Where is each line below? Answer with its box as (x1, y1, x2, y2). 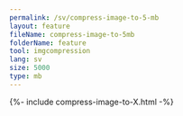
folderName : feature (9, 38, 87, 48)
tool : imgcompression (9, 47, 91, 56)
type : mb (9, 72, 42, 81)
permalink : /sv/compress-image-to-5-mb (9, 13, 160, 22)
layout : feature (9, 22, 70, 31)
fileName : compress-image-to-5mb (9, 30, 135, 39)
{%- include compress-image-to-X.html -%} (9, 96, 174, 107)
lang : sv (9, 55, 42, 64)
